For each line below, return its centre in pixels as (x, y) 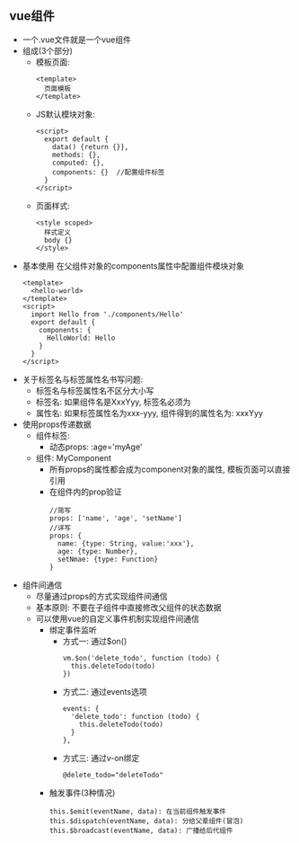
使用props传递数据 (57, 424)
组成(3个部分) (48, 50)
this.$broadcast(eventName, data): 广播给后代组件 (141, 830)
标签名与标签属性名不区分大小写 (95, 390)
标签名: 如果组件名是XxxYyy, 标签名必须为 (113, 402)
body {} (58, 240)
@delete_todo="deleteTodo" (113, 775)
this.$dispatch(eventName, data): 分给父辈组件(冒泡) (146, 821)
